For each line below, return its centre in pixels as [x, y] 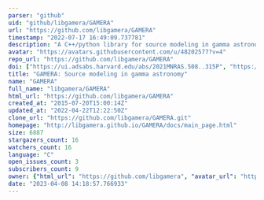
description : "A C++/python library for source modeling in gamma [119, 45]
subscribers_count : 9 [44, 169]
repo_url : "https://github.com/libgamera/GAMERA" [91, 60]
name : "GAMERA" [33, 81]
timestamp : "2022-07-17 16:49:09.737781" [77, 37]
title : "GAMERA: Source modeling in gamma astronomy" [98, 74]
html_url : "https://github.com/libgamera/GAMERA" [91, 96]
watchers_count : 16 [40, 147]
